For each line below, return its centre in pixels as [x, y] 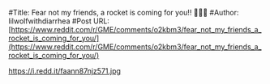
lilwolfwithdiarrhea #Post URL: [59, 21]
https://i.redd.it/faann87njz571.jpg [65, 71]
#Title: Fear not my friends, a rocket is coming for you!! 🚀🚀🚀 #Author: [124, 13]
